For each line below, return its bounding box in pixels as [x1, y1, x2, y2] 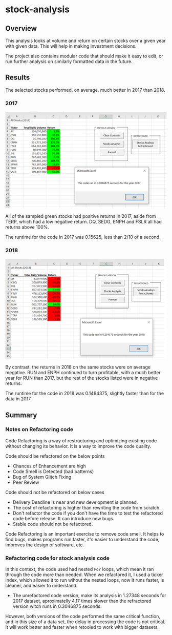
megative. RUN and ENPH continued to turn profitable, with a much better [5, 370, 161, 376]
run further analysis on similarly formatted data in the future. [5, 58, 133, 65]
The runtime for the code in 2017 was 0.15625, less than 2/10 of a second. [5, 234, 161, 240]
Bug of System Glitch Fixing [12, 474, 72, 480]
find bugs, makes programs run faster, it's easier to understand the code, [5, 536, 160, 542]
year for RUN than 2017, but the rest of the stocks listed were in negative [5, 375, 158, 381]
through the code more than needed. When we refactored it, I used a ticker [5, 571, 163, 578]
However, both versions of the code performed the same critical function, [5, 613, 160, 620]
